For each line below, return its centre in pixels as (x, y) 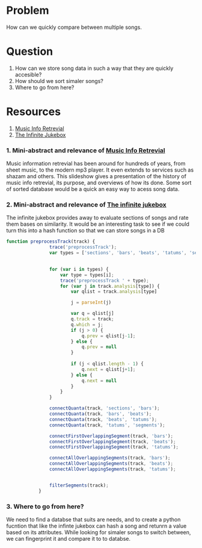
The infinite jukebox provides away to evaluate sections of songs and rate (97, 218)
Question (29, 51)
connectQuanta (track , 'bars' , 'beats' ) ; (100, 414)
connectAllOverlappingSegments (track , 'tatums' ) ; (112, 469)
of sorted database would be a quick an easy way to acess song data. (93, 189)
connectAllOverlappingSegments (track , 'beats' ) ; (111, 464)
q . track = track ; (92, 319)
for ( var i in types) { (79, 269)
